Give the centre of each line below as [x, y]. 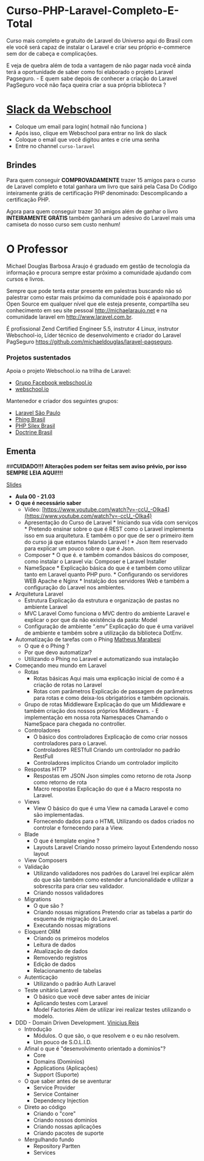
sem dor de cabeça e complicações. [52, 53]
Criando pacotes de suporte [69, 1133]
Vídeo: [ [34, 509]
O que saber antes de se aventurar [68, 1081]
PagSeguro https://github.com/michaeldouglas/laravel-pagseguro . [90, 341]
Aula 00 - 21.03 [35, 496]
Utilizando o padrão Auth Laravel [74, 983]
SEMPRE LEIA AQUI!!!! [35, 473]
